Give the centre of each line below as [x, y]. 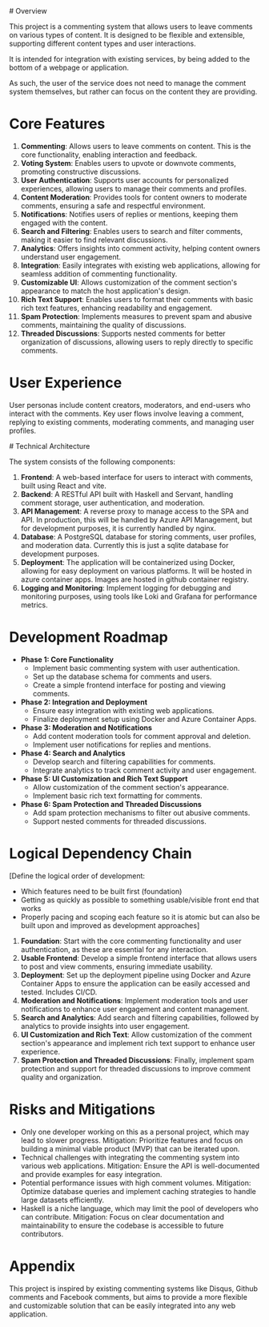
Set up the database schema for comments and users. [122, 676]
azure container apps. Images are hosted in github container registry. [134, 579]
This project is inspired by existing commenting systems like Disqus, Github [134, 1289]
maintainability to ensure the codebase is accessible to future [122, 1225]
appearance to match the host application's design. [105, 291]
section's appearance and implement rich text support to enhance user [138, 1043]
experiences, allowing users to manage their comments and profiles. [134, 188]
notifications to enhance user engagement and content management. [135, 1009]
